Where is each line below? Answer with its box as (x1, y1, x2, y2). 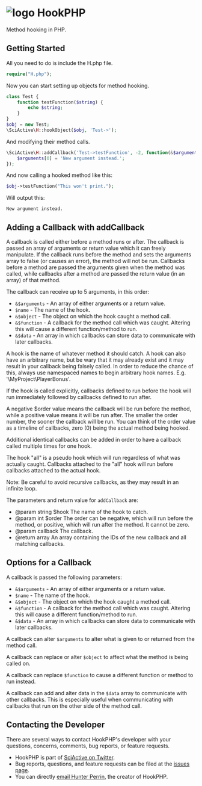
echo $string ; (28, 105, 63, 111)
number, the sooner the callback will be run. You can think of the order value (6, 418, 196, 425)
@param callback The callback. (14, 527, 93, 535)
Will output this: (6, 194, 45, 202)
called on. (6, 660, 31, 667)
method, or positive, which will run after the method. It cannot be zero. (14, 521, 190, 528)
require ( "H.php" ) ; (6, 71, 52, 77)
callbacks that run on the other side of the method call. (6, 702, 142, 710)
